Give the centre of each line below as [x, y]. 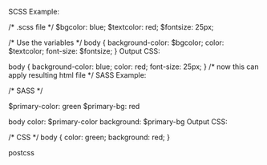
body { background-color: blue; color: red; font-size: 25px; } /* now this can [133, 66]
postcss [21, 153]
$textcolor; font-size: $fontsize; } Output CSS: [84, 51]
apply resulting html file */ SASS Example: [77, 75]
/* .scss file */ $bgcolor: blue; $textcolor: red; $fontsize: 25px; [111, 27]
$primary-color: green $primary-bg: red [74, 106]
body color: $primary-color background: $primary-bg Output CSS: [118, 122]
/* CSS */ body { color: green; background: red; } [89, 137]
